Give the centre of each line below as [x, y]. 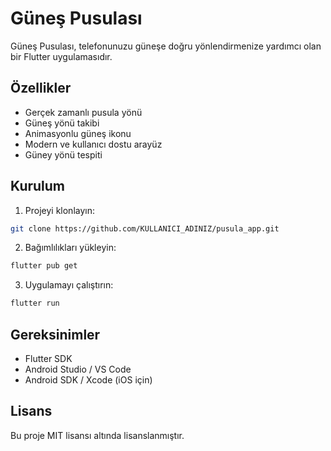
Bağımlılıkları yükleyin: [70, 248]
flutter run [35, 303]
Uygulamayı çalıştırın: [69, 285]
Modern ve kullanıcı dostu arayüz [93, 144]
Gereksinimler [55, 334]
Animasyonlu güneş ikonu [78, 133]
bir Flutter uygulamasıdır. [61, 56]
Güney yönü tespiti [63, 154]
